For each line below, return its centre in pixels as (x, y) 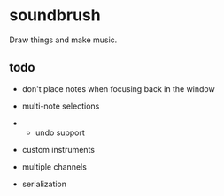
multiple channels (54, 166)
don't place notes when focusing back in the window (118, 88)
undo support (60, 132)
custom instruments (58, 149)
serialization (44, 184)
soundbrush (55, 15)
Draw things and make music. (63, 40)
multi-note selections (61, 106)
